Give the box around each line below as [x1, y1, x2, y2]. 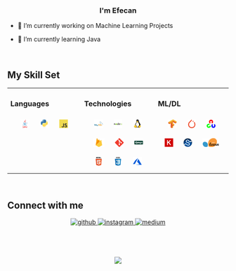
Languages [10, 99, 50, 109]
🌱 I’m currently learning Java [17, 35, 101, 43]
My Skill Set [7, 69, 60, 81]
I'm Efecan [99, 6, 137, 15]
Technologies [84, 99, 132, 109]
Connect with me [7, 200, 84, 211]
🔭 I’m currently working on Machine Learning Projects [17, 22, 173, 30]
